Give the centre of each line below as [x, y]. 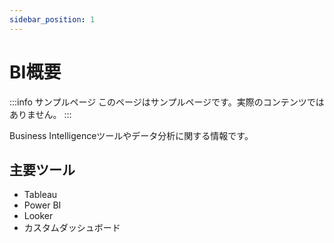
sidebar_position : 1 [52, 19]
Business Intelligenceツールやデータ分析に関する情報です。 [131, 135]
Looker [38, 216]
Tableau [40, 195]
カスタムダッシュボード [72, 228]
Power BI [42, 205]
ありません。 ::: [40, 114]
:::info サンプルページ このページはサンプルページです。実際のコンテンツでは [167, 102]
